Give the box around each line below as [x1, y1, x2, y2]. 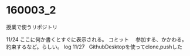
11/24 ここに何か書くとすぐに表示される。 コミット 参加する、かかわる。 [6, 36, 188, 43]
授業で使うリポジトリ [6, 23, 57, 30]
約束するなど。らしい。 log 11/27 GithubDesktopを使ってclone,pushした [6, 43, 183, 50]
